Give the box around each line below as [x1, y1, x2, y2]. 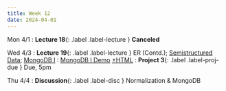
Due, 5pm [23, 63, 52, 71]
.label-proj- [187, 55, 219, 64]
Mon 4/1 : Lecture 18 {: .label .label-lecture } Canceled [7, 35, 160, 43]
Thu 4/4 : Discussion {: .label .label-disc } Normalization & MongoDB [7, 76, 201, 84]
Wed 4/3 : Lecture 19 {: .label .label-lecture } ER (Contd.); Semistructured [7, 49, 213, 57]
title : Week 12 [7, 10, 51, 17]
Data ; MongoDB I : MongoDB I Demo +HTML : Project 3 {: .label [7, 55, 186, 64]
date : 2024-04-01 [7, 16, 57, 23]
